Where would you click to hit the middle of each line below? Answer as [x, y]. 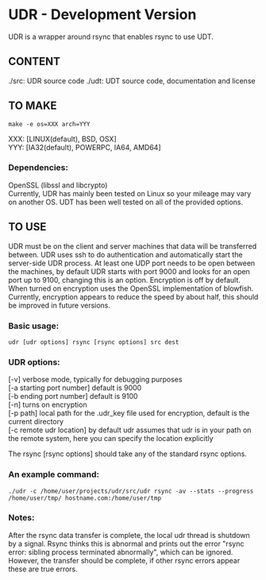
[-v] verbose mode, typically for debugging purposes [95, 380]
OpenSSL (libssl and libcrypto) [58, 185]
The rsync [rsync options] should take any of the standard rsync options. [128, 454]
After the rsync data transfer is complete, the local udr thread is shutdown [129, 535]
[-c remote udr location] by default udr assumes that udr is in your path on [130, 430]
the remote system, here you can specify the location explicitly [111, 439]
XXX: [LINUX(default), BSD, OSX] [62, 139]
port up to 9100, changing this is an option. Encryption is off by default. [124, 280]
